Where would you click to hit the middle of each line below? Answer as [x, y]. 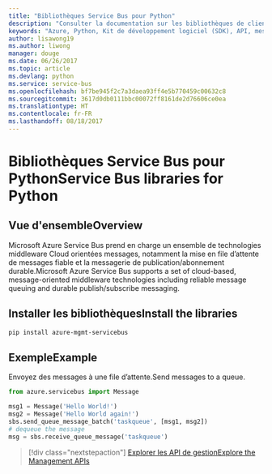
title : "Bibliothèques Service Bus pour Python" [92, 16]
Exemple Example [53, 357]
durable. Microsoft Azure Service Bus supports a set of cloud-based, [122, 271]
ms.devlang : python [41, 76]
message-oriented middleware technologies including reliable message [127, 280]
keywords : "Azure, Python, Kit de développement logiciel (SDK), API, [130, 31]
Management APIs [59, 461]
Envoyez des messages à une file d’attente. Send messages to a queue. [127, 377]
